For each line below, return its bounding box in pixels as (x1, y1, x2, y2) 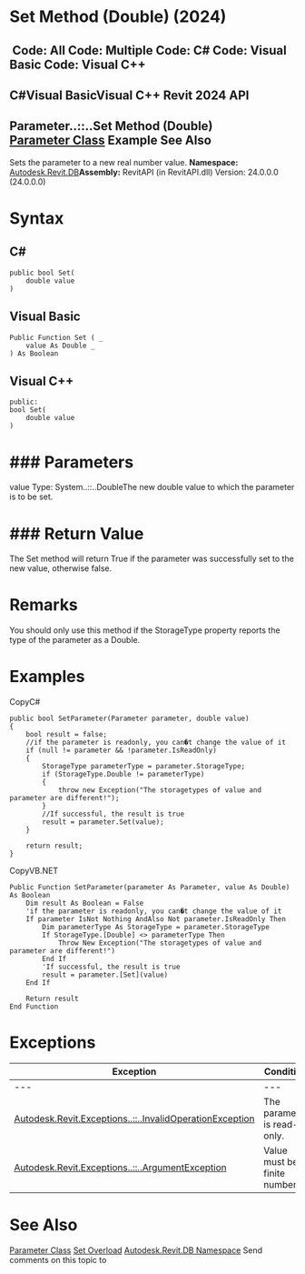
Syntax (9, 207, 64, 228)
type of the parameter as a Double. (9, 635, 141, 646)
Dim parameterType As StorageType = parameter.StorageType (42, 923, 271, 932)
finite (262, 1167, 286, 1179)
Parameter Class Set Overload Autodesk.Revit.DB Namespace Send (9, 1245, 263, 1256)
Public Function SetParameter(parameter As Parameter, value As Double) (9, 883, 290, 892)
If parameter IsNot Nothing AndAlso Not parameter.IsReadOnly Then (25, 915, 286, 924)
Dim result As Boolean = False (25, 898, 144, 908)
